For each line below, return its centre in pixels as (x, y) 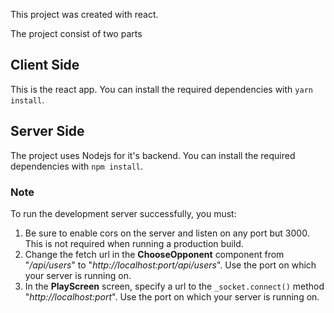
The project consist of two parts (76, 33)
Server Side (47, 131)
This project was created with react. (84, 14)
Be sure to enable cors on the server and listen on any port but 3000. (167, 233)
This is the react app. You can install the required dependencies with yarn (161, 89)
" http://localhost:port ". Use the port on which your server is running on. (172, 296)
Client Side (45, 65)
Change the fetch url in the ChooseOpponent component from (154, 254)
